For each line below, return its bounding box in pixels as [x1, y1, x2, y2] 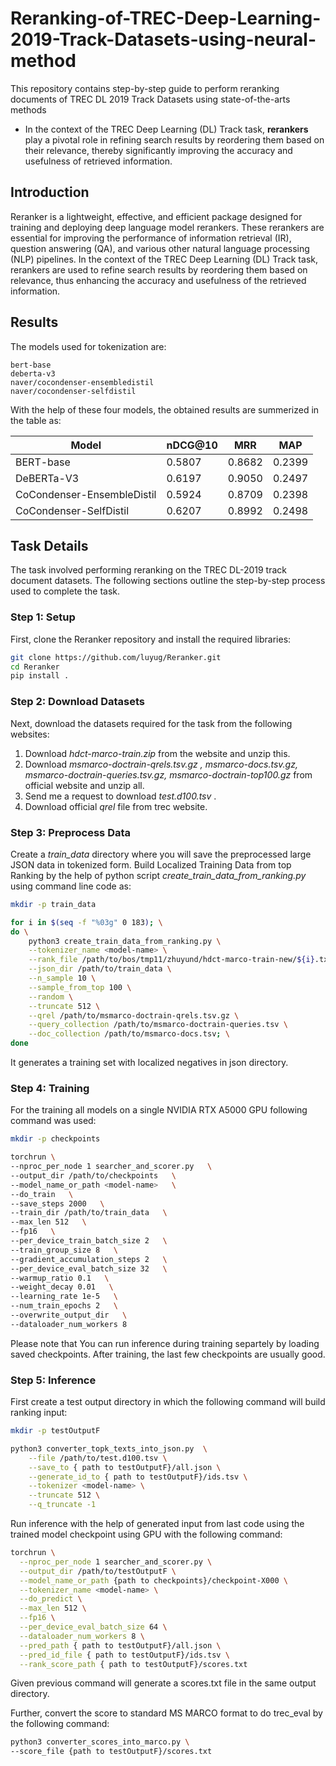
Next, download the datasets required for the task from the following [10, 717, 293, 729]
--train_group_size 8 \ [10, 1245, 118, 1255]
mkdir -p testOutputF [10, 1426, 101, 1436]
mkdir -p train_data [10, 899, 97, 909]
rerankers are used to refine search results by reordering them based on [10, 263, 308, 276]
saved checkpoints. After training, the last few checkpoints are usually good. [10, 1348, 326, 1360]
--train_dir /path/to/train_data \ [10, 1208, 168, 1218]
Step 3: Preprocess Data [10, 825, 132, 839]
